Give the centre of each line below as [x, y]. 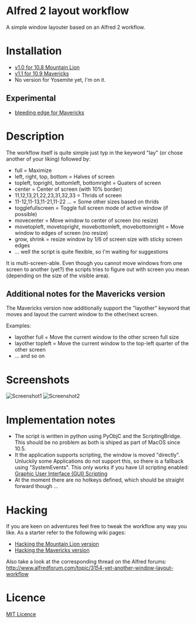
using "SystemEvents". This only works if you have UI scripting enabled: [102, 468]
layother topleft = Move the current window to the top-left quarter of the [102, 343]
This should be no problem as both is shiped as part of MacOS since [97, 442]
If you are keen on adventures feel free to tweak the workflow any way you [97, 526]
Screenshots [38, 380]
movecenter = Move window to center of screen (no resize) [86, 220]
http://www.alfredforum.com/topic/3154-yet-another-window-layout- [90, 568]
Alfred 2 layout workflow [67, 11]
